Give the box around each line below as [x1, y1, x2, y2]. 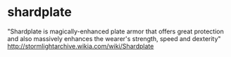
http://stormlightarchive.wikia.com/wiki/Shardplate [7, 42, 154, 50]
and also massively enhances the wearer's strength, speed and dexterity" [7, 34, 221, 42]
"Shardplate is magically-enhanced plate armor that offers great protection [7, 27, 224, 35]
